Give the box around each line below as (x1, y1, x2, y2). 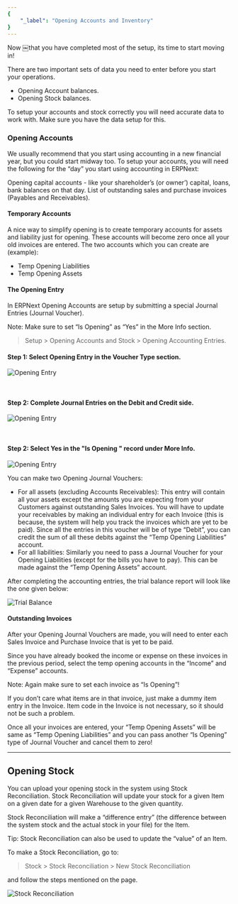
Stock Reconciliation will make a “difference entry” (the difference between (7, 812, 227, 821)
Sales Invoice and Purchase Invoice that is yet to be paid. (7, 637, 174, 646)
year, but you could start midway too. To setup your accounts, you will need (7, 157, 229, 165)
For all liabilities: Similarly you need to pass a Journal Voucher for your (17, 548, 223, 556)
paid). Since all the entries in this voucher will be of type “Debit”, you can (17, 525, 231, 533)
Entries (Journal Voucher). (7, 309, 84, 317)
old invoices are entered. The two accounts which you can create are (7, 240, 210, 249)
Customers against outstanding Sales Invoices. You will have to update (17, 502, 225, 511)
